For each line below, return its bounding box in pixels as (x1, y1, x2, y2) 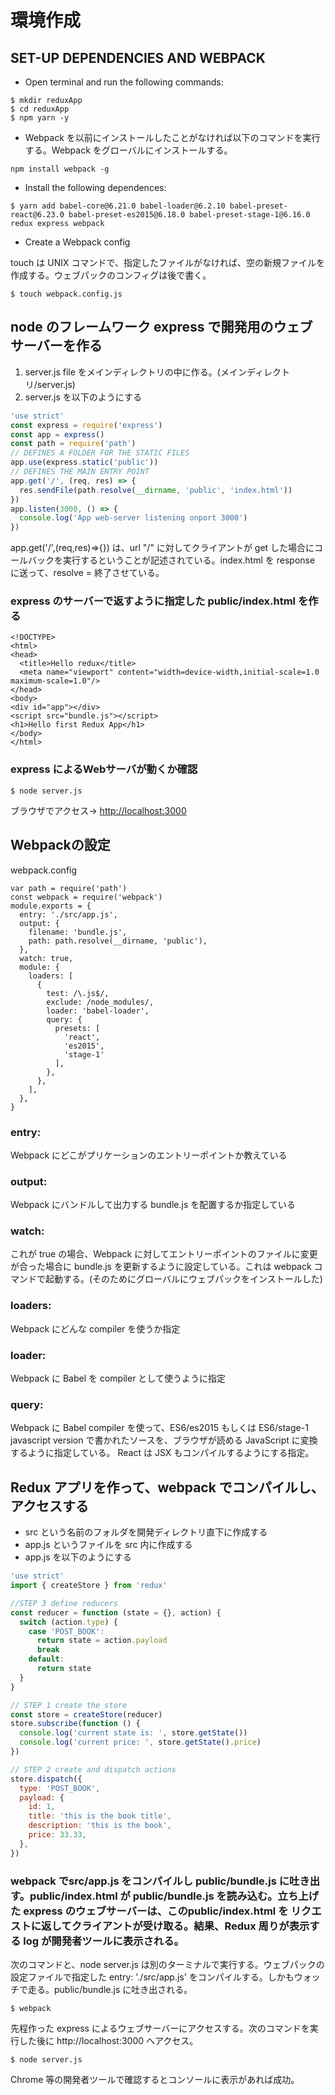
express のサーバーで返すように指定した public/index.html (10, 594, 297, 608)
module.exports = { (10, 901, 92, 911)
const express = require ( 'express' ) (10, 420, 163, 430)
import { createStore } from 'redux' (10, 1581, 168, 1591)
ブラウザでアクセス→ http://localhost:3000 (10, 804, 187, 816)
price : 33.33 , (28, 1830, 87, 1840)
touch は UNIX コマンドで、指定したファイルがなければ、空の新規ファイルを (10, 257, 325, 268)
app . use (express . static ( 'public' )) (10, 457, 159, 468)
